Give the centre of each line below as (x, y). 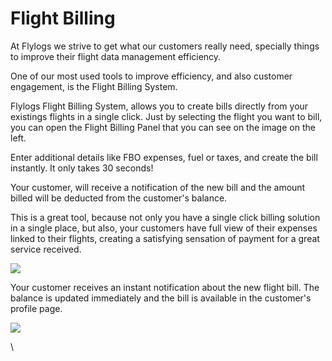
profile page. (36, 308)
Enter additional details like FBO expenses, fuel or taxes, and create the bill (164, 157)
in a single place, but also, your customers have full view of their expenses (164, 228)
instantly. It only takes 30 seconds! (82, 168)
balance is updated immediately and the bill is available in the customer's (161, 298)
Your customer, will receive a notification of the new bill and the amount (158, 187)
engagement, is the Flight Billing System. (94, 86)
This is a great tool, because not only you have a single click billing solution (165, 217)
